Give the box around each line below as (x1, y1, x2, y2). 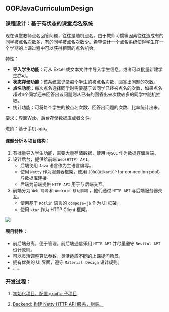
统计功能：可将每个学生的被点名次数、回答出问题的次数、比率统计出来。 (12, 104, 162, 110)
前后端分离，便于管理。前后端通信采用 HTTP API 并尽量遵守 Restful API (12, 241, 161, 247)
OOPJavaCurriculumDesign (5, 4, 94, 13)
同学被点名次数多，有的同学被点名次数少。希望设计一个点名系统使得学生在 (5, 39, 159, 45)
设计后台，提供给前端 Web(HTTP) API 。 (12, 156, 92, 162)
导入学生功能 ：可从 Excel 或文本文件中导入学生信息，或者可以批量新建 (12, 66, 158, 72)
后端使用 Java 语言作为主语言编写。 (20, 162, 94, 168)
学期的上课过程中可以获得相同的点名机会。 (9, 45, 98, 51)
